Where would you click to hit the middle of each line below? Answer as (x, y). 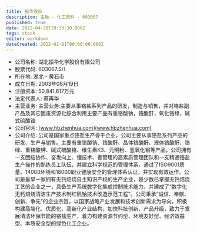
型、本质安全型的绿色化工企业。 (53, 223)
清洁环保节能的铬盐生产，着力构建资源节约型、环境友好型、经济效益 (102, 216)
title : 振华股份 (24, 11)
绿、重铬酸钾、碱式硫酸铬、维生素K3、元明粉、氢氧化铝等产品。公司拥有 (103, 150)
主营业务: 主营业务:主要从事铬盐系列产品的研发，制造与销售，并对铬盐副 (102, 106)
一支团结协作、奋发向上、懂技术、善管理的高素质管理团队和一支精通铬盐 (102, 157)
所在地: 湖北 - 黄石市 (39, 76)
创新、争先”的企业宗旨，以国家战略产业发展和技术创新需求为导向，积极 (101, 201)
